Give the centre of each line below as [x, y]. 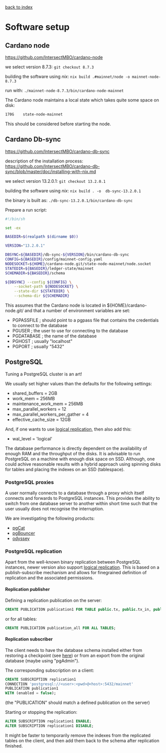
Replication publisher [28, 590]
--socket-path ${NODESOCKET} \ [46, 287]
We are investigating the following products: [50, 518]
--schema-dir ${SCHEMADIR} [42, 296]
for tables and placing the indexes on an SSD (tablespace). [65, 469]
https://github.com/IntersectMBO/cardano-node [54, 57]
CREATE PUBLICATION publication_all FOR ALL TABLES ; [61, 628]
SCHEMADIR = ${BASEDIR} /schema [35, 273]
